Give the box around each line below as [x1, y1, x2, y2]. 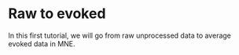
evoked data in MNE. [8, 38, 76, 48]
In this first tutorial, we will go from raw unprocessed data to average [8, 31, 232, 40]
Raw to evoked [8, 5, 106, 23]
